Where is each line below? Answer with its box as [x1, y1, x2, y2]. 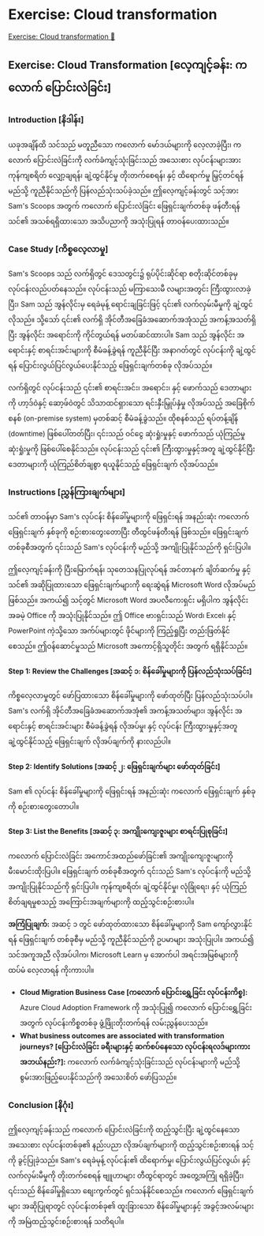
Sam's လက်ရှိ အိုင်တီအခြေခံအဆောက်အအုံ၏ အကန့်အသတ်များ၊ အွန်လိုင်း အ [8, 706, 243, 716]
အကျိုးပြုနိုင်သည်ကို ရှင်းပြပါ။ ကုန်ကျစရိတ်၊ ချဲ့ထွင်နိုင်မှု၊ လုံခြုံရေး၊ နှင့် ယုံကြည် [8, 881, 247, 891]
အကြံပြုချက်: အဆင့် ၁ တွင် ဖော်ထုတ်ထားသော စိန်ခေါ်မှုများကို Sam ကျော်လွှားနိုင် [8, 919, 253, 929]
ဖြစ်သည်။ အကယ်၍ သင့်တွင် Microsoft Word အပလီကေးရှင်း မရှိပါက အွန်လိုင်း [8, 595, 249, 605]
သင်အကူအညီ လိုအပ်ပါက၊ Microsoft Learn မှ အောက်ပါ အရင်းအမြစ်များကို [8, 950, 239, 959]
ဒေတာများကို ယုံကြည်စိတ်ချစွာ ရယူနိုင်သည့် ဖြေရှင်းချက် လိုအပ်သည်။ [8, 459, 218, 469]
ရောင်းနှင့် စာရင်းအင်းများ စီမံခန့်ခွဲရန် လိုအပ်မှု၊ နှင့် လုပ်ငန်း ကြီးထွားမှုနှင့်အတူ [8, 722, 238, 731]
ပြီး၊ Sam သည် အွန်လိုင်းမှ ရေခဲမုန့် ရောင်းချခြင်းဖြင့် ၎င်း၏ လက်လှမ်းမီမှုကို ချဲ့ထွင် [8, 299, 254, 309]
